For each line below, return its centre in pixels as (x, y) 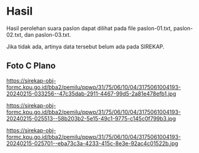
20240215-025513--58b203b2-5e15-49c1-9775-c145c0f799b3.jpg (91, 118)
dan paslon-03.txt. (48, 34)
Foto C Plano (31, 66)
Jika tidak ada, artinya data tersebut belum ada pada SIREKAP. (85, 47)
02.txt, (15, 34)
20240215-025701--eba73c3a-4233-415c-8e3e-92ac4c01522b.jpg (92, 143)
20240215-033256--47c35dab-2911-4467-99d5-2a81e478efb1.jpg (91, 94)
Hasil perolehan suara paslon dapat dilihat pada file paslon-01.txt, (89, 28)
